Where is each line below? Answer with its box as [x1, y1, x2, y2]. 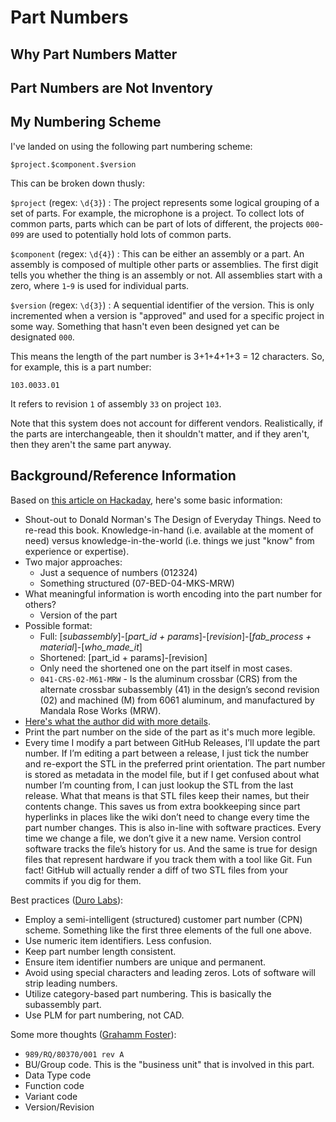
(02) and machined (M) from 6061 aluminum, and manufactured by [39, 694, 315, 706]
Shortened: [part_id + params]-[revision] [39, 651, 208, 663]
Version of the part [39, 609, 118, 621]
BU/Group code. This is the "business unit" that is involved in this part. [24, 1058, 315, 1070]
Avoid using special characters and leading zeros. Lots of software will [24, 966, 316, 978]
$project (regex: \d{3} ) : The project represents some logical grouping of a [10, 196, 320, 208]
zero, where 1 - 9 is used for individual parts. [10, 279, 190, 291]
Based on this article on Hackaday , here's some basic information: [10, 494, 283, 506]
